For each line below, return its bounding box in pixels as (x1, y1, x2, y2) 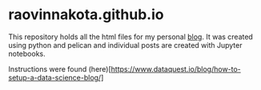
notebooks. (8, 49, 46, 58)
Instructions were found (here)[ (8, 64, 112, 73)
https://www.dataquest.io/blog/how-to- (110, 64, 242, 73)
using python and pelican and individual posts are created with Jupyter (8, 40, 243, 49)
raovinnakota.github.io (8, 6, 164, 24)
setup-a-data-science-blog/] (8, 72, 104, 82)
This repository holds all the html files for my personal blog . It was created (8, 32, 254, 41)
